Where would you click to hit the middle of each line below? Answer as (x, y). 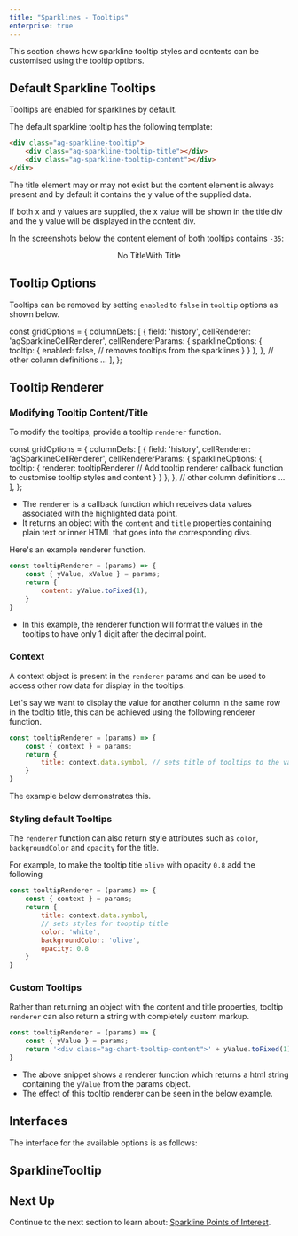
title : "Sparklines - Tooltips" (69, 17)
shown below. (35, 314)
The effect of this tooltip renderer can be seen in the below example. (147, 1093)
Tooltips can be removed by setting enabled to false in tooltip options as (144, 305)
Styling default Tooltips (61, 820)
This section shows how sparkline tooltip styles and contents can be (134, 51)
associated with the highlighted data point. (100, 514)
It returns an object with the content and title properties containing (147, 523)
